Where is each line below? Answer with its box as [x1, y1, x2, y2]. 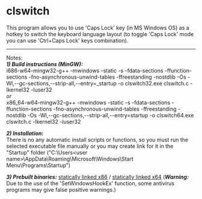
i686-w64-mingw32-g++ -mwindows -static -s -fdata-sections [6, 67, 164, 74]
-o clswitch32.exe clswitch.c [118, 79, 189, 87]
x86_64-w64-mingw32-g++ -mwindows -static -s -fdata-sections [6, 99, 171, 106]
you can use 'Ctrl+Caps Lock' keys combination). [6, 37, 129, 44]
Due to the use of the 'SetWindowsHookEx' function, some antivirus [6, 179, 175, 187]
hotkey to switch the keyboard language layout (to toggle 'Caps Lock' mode [6, 30, 194, 37]
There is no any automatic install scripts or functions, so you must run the [6, 136, 188, 143]
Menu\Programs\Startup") [6, 161, 71, 169]
